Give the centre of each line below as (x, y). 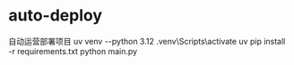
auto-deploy (56, 16)
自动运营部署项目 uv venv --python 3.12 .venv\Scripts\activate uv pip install (147, 41)
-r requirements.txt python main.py (73, 51)
